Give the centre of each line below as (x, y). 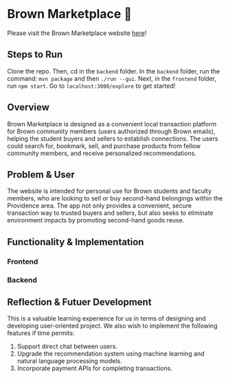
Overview (28, 107)
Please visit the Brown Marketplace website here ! (77, 33)
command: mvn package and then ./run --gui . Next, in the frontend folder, (112, 78)
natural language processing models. (69, 361)
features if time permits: (41, 333)
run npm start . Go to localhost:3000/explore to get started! (91, 86)
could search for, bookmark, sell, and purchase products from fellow (104, 146)
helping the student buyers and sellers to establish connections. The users (113, 138)
